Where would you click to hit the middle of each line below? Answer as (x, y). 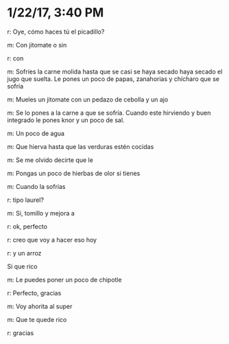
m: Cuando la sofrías (36, 186)
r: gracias (21, 333)
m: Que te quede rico (37, 319)
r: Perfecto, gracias (34, 293)
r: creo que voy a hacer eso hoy (52, 240)
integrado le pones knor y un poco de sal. (66, 120)
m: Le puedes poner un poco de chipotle (64, 279)
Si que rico (22, 266)
